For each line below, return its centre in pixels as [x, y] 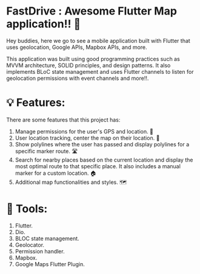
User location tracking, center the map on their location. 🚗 [87, 138]
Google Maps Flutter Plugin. [50, 264]
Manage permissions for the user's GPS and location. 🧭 [84, 131]
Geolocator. [29, 245]
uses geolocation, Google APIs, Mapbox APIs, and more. [77, 47]
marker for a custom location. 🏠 [56, 173]
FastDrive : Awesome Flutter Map [92, 11]
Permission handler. [40, 251]
